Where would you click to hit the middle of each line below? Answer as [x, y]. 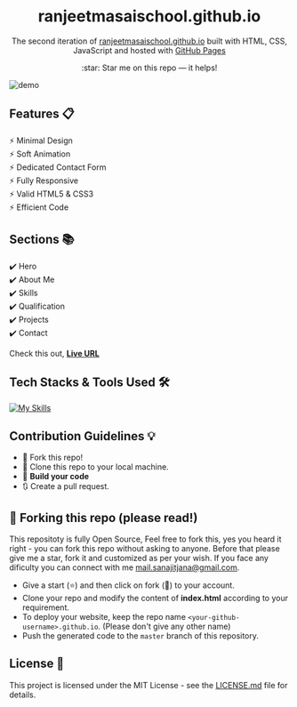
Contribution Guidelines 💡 [82, 436]
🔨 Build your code [56, 477]
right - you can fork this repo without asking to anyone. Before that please [144, 548]
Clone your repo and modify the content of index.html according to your [155, 598]
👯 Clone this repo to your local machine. [95, 467]
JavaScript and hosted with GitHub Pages [149, 50]
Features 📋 [42, 114]
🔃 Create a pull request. [65, 486]
